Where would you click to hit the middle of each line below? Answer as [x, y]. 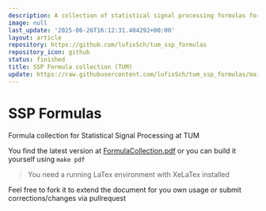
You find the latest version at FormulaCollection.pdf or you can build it [122, 150]
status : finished [37, 60]
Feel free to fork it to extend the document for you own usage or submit [125, 190]
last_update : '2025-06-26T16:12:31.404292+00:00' [92, 30]
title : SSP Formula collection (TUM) [70, 67]
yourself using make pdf [47, 159]
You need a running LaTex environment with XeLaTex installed [128, 174]
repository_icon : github [49, 52]
